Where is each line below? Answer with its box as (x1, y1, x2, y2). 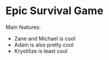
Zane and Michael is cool (14, 35, 76, 42)
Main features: (5, 24, 41, 31)
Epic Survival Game (5, 4, 104, 18)
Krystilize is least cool (14, 47, 68, 54)
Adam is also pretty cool (14, 41, 73, 48)
